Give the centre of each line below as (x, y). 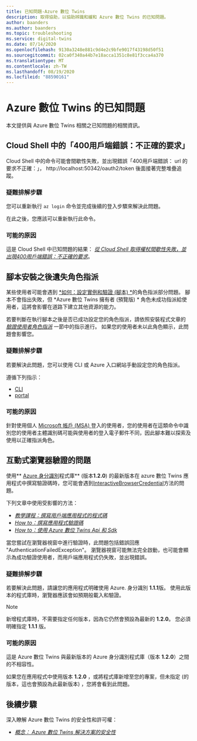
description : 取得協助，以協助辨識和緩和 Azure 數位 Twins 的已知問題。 (87, 17)
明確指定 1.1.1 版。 (28, 626)
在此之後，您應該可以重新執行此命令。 (52, 219)
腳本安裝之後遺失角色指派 (52, 277)
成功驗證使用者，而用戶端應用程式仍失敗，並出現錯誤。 (83, 557)
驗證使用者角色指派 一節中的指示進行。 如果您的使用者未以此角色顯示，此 (95, 327)
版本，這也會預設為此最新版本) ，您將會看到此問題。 (69, 684)
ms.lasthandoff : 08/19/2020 (40, 72)
